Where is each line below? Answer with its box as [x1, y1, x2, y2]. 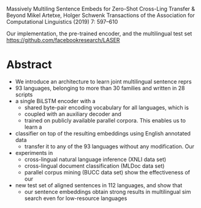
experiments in [15, 149, 53, 156]
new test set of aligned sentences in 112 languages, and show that [15, 181, 183, 188]
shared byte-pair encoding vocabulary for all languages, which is [24, 104, 189, 111]
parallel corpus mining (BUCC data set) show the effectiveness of [24, 168, 191, 176]
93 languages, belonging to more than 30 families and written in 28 [15, 84, 185, 91]
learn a [24, 123, 42, 131]
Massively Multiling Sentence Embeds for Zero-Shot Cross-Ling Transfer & [6, 5, 195, 12]
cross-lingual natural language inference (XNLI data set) [24, 156, 167, 163]
